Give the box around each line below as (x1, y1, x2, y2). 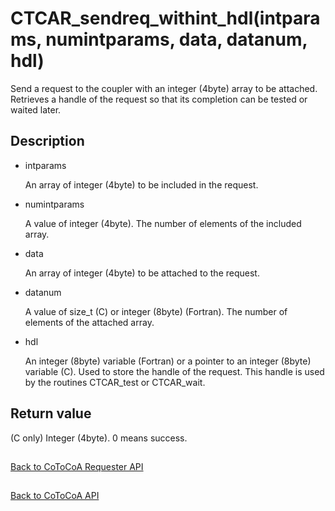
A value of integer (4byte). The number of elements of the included (24, 217, 302, 229)
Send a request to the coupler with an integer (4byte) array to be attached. (10, 82, 318, 94)
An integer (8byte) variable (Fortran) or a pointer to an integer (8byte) (24, 355, 312, 367)
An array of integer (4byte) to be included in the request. (24, 178, 259, 191)
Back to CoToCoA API (10, 490, 100, 502)
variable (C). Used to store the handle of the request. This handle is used (24, 365, 325, 377)
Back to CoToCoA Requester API (10, 460, 144, 472)
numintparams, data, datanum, (45, 28, 308, 51)
